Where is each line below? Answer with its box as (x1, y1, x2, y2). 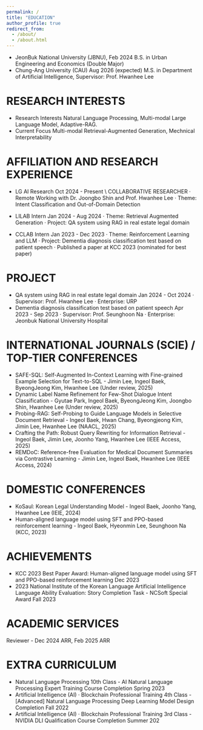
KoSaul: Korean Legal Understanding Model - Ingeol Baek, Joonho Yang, (15, 503, 197, 510)
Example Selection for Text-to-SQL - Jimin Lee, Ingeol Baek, (15, 377, 166, 385)
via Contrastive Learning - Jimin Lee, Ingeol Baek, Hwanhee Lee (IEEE (15, 455, 190, 462)
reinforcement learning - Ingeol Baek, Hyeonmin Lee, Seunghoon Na (15, 522, 187, 529)
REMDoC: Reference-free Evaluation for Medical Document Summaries (15, 448, 193, 455)
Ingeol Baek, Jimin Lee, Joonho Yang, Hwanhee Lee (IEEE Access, (15, 435, 181, 443)
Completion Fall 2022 (15, 704, 69, 711)
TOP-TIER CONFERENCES (6, 351, 138, 364)
